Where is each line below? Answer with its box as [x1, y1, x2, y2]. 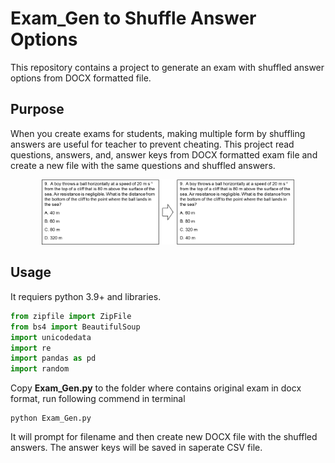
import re [10, 343, 52, 353]
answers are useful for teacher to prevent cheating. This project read [10, 138, 295, 150]
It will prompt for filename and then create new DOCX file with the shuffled [10, 431, 318, 443]
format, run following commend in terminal [10, 393, 186, 405]
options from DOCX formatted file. [10, 72, 152, 84]
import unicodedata [10, 332, 92, 342]
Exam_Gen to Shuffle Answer [10, 7, 257, 30]
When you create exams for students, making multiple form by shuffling [10, 127, 306, 139]
